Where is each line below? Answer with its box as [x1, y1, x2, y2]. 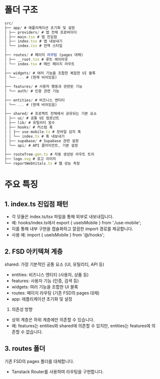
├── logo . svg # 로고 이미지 [4, 157, 56, 162]
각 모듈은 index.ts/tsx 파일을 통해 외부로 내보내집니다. [11, 214, 114, 219]
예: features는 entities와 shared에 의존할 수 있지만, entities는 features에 [11, 323, 151, 328]
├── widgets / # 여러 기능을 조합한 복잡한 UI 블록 [4, 71, 96, 75]
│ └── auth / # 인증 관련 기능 [4, 89, 60, 94]
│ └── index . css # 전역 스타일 [4, 43, 63, 49]
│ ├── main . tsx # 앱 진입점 [4, 35, 57, 39]
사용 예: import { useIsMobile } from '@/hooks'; [11, 232, 105, 237]
